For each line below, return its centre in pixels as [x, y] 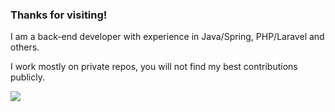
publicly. [27, 77]
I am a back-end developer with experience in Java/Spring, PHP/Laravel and [167, 37]
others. [25, 47]
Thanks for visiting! [59, 15]
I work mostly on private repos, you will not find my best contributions [154, 67]
